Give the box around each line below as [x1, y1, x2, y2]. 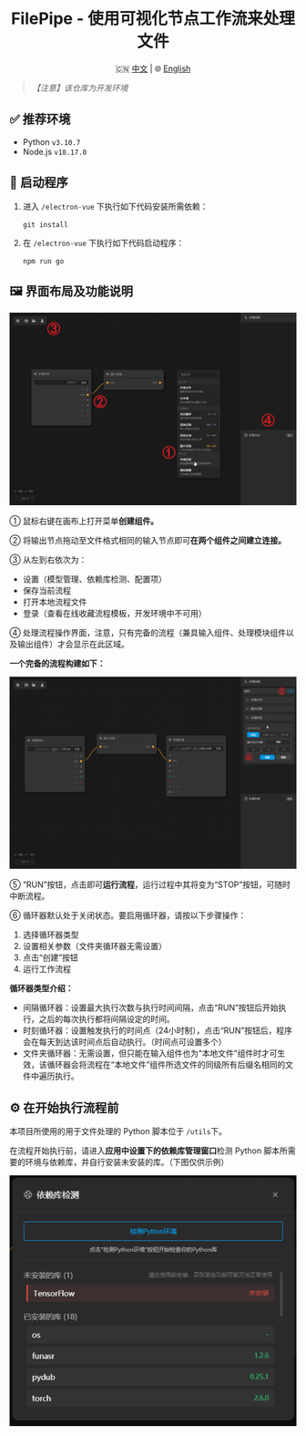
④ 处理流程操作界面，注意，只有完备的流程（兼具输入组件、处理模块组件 [9, 627, 287, 638]
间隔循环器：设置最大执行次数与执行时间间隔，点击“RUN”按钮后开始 [22, 1002, 280, 1013]
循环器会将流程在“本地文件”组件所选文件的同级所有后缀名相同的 [46, 1059, 286, 1070]
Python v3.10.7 [22, 136, 81, 147]
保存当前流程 [22, 585, 71, 596]
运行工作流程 [22, 964, 71, 975]
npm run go [22, 256, 65, 265]
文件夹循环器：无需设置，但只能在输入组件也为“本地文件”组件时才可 [22, 1048, 278, 1059]
